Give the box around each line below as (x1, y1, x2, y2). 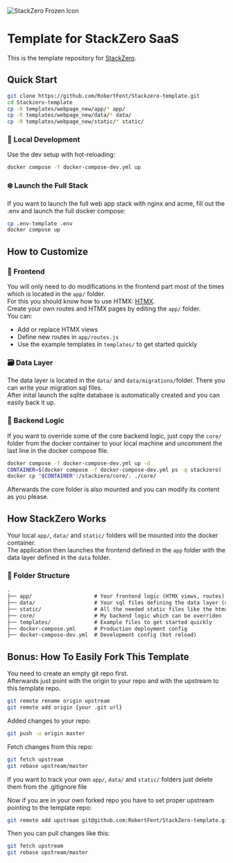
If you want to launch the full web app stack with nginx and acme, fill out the (7, 199, 225, 208)
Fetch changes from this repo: (7, 742, 94, 750)
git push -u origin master (7, 730, 85, 737)
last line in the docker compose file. (7, 446, 109, 454)
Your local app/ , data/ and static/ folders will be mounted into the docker (7, 532, 218, 540)
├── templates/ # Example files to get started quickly (7, 618, 213, 625)
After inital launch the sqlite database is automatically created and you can (7, 391, 221, 400)
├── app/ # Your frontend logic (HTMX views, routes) (7, 593, 225, 600)
